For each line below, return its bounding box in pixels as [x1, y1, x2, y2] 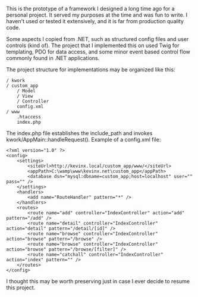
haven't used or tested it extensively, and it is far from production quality [6, 18, 184, 24]
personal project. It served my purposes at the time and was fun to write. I [6, 11, 188, 18]
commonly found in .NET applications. [6, 55, 100, 61]
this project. [6, 284, 36, 291]
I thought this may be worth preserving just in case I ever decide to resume [6, 278, 190, 285]
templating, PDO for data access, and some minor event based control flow [6, 48, 190, 55]
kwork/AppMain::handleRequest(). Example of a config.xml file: [6, 136, 161, 143]
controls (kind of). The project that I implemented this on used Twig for [6, 42, 180, 49]
